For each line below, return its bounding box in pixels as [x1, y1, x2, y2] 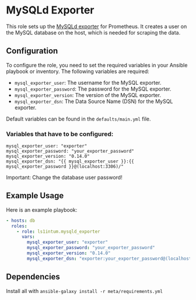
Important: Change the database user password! [6, 174, 123, 181]
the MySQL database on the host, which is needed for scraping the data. [6, 29, 181, 36]
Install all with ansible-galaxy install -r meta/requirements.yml [6, 287, 163, 294]
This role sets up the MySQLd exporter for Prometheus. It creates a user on [6, 23, 187, 30]
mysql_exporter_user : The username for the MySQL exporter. [14, 79, 162, 86]
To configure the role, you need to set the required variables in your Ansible [6, 61, 188, 68]
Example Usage [6, 191, 64, 201]
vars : [21, 234, 35, 240]
